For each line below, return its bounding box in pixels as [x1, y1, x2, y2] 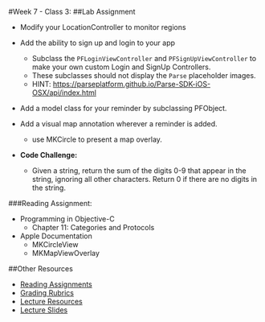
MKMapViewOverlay [31, 249, 100, 258]
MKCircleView [31, 240, 79, 249]
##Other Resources [8, 264, 74, 273]
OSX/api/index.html [31, 88, 96, 97]
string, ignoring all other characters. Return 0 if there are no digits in [31, 175, 258, 184]
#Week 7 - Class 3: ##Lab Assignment [8, 7, 136, 16]
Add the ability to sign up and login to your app [19, 38, 175, 47]
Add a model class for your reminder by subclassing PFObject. [19, 104, 227, 113]
